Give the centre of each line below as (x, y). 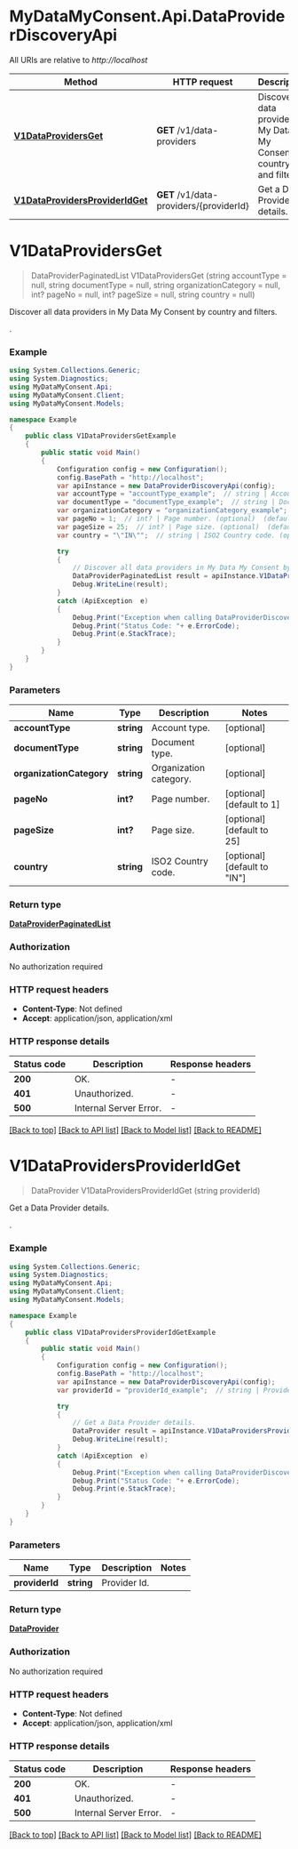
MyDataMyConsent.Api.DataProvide (147, 16)
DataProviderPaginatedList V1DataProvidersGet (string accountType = (159, 275)
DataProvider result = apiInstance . (140, 1431)
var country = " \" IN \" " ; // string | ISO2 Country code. (166, 535)
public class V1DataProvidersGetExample (101, 436)
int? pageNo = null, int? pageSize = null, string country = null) (143, 294)
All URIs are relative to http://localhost (78, 60)
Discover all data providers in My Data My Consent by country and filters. (143, 311)
